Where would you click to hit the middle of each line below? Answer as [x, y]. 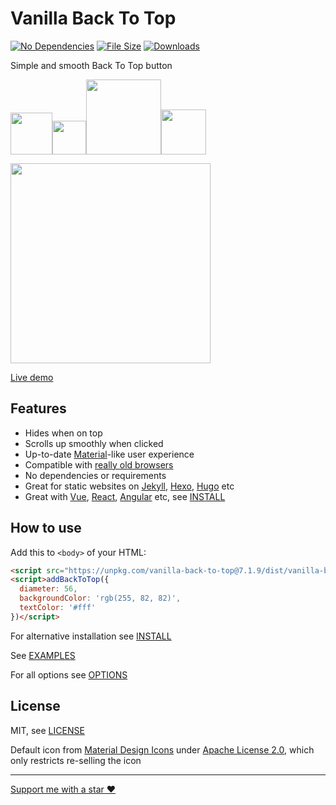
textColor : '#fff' [58, 608]
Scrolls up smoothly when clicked [94, 443]
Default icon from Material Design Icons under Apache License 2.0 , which [162, 749]
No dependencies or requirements [95, 475]
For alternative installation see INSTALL [91, 636]
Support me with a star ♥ [63, 789]
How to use [46, 528]
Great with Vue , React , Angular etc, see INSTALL [125, 496]
